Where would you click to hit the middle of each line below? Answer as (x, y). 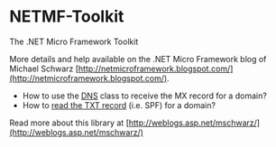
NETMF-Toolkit (67, 17)
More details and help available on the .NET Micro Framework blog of (138, 59)
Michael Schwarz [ (44, 69)
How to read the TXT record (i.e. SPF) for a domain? (119, 105)
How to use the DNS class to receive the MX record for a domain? (145, 96)
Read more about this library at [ (69, 123)
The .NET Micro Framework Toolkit (74, 41)
